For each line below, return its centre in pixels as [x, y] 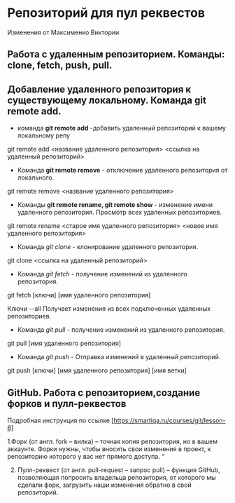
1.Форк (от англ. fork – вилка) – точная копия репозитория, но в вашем [113, 441]
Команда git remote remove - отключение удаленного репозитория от [122, 170]
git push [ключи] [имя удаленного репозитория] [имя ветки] [97, 370]
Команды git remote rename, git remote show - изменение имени [115, 205]
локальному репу [44, 135]
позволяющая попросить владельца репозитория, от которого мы [116, 477]
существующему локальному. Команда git [107, 100]
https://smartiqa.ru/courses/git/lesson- [170, 420]
